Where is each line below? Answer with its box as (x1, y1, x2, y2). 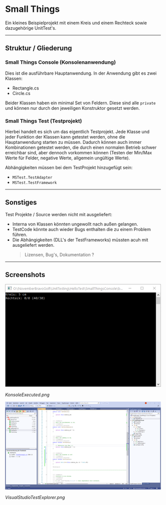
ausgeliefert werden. (12, 242, 55, 248)
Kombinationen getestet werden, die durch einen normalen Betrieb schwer (5, 144, 157, 150)
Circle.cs (12, 90, 31, 96)
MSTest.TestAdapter (12, 175, 53, 180)
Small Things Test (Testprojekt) (5, 117, 83, 124)
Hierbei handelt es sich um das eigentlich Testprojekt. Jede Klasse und (5, 129, 150, 135)
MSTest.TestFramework (12, 180, 57, 185)
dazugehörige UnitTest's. (5, 25, 57, 31)
